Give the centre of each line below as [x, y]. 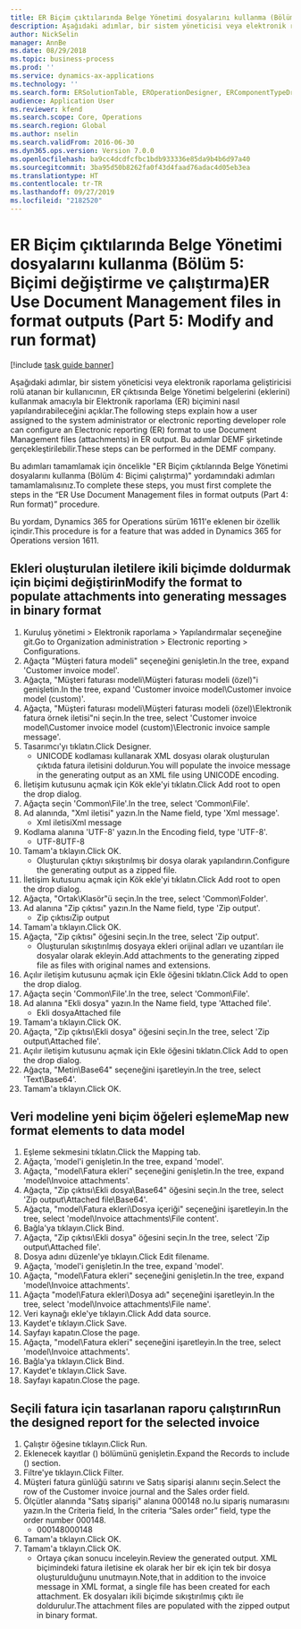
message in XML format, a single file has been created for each [153, 1587]
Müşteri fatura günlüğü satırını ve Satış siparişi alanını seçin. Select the [151, 1482]
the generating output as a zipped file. [107, 870]
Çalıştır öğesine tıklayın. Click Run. [85, 1444]
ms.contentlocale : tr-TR [56, 184]
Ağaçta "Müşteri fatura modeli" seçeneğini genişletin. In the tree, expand [156, 661]
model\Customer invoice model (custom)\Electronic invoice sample [146, 727]
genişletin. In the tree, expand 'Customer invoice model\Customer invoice [157, 689]
